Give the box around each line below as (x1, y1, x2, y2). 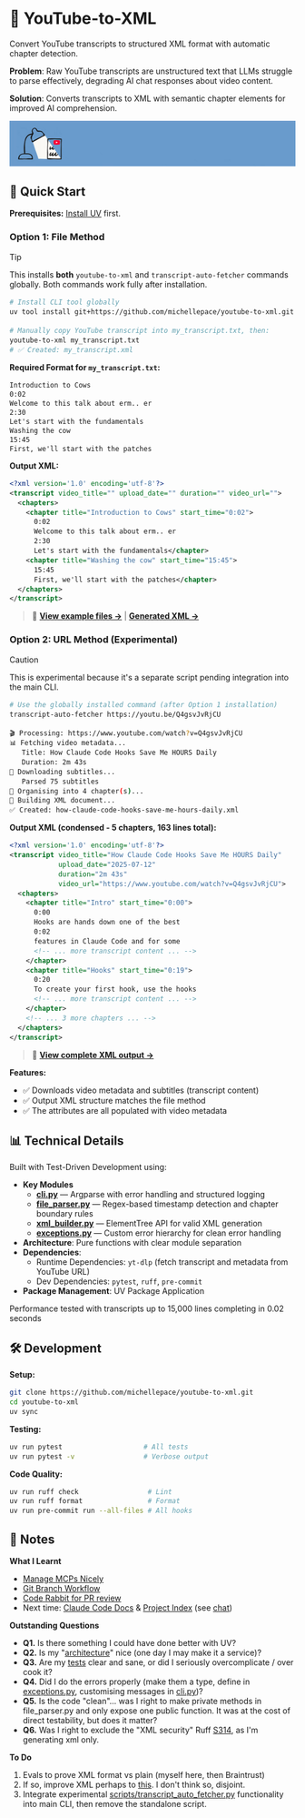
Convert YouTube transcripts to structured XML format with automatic (9, 38, 271, 49)
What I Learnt (9, 1555, 62, 1566)
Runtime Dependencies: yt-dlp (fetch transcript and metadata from (35, 1257, 289, 1268)
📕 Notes (9, 1531, 55, 1547)
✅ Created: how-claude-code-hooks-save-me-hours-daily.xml (9, 805, 239, 815)
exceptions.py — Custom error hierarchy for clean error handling (35, 1227, 281, 1238)
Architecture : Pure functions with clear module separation (22, 1237, 242, 1248)
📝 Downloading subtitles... (9, 767, 116, 776)
